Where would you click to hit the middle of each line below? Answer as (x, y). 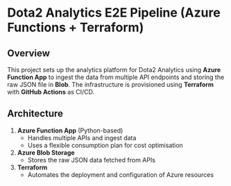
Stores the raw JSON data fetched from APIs (92, 160)
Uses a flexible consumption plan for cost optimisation (105, 145)
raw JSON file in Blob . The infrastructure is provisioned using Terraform (110, 84)
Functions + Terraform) (76, 27)
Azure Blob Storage (46, 152)
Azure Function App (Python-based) (70, 130)
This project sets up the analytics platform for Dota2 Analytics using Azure (114, 70)
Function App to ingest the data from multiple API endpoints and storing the (116, 77)
